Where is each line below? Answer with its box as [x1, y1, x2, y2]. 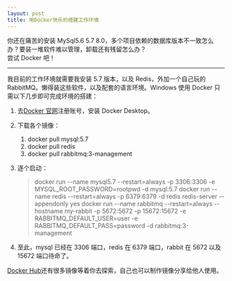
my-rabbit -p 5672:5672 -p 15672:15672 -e [64, 207, 186, 215]
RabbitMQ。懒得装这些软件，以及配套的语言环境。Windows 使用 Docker [7, 83, 213, 92]
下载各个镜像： [17, 121, 60, 129]
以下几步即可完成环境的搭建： [12, 92, 98, 100]
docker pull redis [27, 142, 76, 150]
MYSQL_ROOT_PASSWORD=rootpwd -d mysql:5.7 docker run [34, 185, 211, 193]
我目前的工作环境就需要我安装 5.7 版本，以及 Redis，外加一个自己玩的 [7, 74, 206, 83]
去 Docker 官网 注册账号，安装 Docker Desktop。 [17, 106, 154, 114]
